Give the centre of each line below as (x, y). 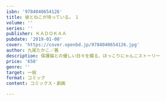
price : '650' (22, 61)
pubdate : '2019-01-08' (34, 39)
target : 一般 (21, 72)
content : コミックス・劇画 (36, 84)
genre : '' (18, 67)
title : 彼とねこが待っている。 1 (42, 17)
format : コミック (26, 78)
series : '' (20, 28)
